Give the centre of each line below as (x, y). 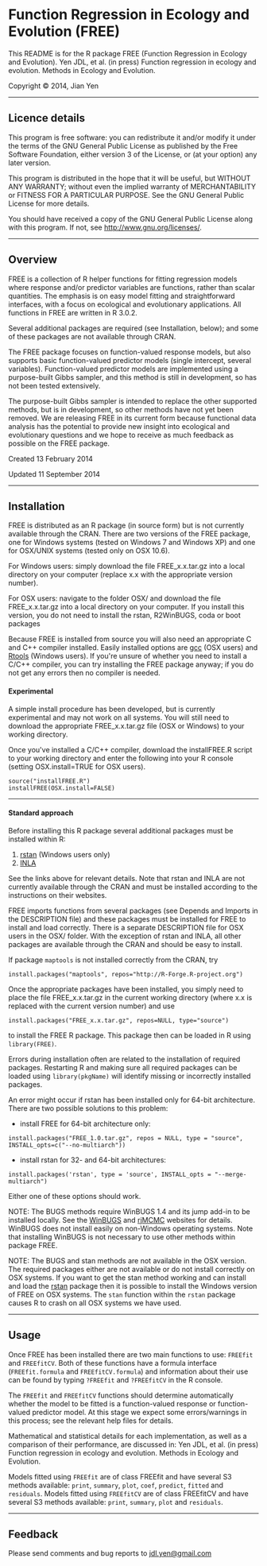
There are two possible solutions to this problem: (88, 1108)
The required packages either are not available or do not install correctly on (132, 1269)
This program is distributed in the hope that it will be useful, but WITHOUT (130, 178)
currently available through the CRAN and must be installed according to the (133, 887)
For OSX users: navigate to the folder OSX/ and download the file (114, 598)
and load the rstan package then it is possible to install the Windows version (133, 1286)
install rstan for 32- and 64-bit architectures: (93, 1160)
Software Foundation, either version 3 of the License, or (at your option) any (133, 154)
